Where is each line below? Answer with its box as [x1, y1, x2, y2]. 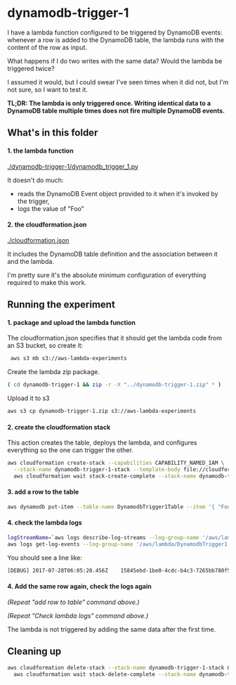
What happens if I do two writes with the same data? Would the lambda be [7, 56, 223, 65]
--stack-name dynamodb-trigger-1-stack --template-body [13, 466, 181, 473]
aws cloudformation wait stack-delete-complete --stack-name [13, 670, 197, 678]
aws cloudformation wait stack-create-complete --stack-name [13, 473, 197, 480]
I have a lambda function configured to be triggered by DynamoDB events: [7, 28, 223, 37]
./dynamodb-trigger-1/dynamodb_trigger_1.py [7, 162, 139, 170]
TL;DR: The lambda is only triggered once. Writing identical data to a [7, 98, 211, 107]
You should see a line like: [7, 553, 83, 562]
